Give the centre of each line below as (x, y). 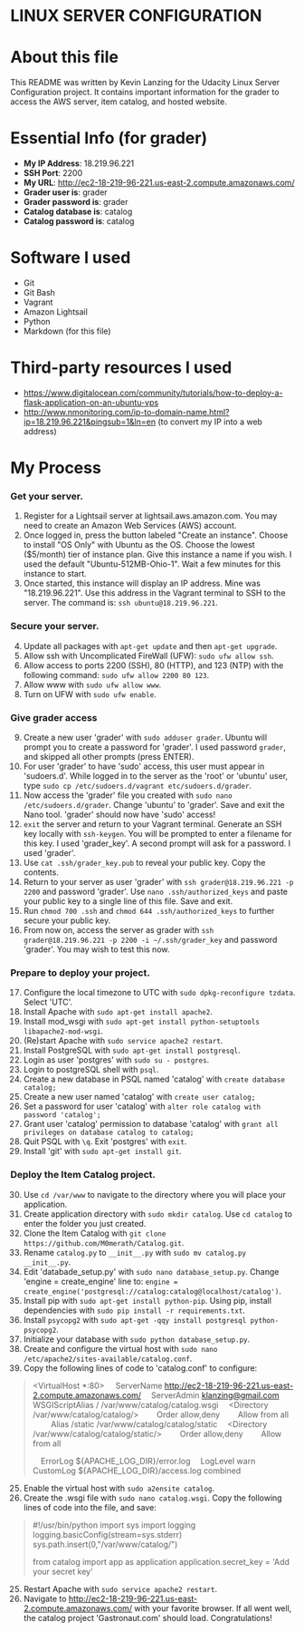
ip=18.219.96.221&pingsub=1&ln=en (90, 422)
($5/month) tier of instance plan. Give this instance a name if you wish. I (157, 555)
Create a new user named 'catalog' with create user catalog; (139, 1097)
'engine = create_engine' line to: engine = (100, 1281)
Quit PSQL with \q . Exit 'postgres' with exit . (105, 1141)
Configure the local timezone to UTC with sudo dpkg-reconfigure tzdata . (159, 993)
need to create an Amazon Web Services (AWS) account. (130, 526)
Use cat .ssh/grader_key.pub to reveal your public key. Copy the (144, 863)
